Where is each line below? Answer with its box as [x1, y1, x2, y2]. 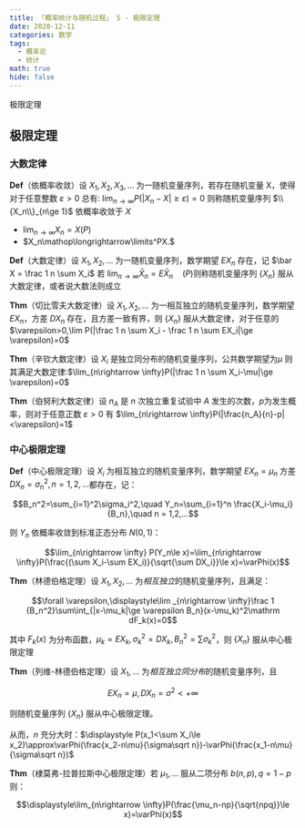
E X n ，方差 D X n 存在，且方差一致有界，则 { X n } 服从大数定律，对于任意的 [9, 313, 280, 326]
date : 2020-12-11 [9, 22, 76, 31]
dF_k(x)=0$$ [128, 614, 178, 625]
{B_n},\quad [107, 508, 153, 519]
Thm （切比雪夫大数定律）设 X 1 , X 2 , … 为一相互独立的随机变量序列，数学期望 [9, 300, 295, 313]
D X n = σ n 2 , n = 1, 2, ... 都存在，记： [9, 477, 137, 492]
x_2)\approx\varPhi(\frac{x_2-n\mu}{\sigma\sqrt [9, 740, 189, 751]
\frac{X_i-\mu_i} [233, 498, 294, 510]
